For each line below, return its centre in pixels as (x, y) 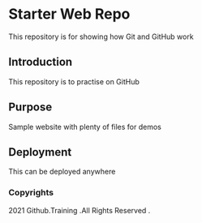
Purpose (30, 107)
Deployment (40, 152)
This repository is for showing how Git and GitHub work (101, 36)
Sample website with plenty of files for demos (85, 127)
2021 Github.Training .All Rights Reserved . (80, 210)
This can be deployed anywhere (62, 172)
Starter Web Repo (69, 14)
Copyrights (31, 193)
